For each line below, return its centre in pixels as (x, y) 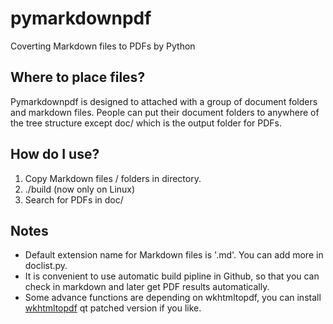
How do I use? (55, 154)
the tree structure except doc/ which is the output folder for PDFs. (146, 123)
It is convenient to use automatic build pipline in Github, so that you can (172, 276)
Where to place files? (78, 77)
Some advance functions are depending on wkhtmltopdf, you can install (173, 298)
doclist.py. (46, 266)
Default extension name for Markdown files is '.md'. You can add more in (174, 255)
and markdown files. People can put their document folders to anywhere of (165, 112)
